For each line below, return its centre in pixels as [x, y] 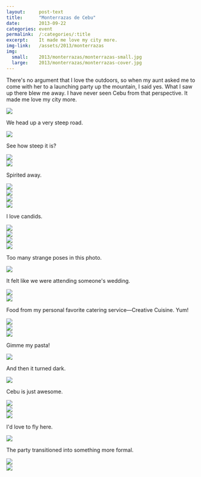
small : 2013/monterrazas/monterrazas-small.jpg [77, 57]
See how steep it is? [31, 146]
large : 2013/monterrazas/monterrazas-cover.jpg [77, 63]
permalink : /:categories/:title [48, 35]
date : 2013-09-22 [36, 23]
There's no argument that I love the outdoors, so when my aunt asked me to [101, 80]
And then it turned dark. [36, 368]
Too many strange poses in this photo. [54, 257]
